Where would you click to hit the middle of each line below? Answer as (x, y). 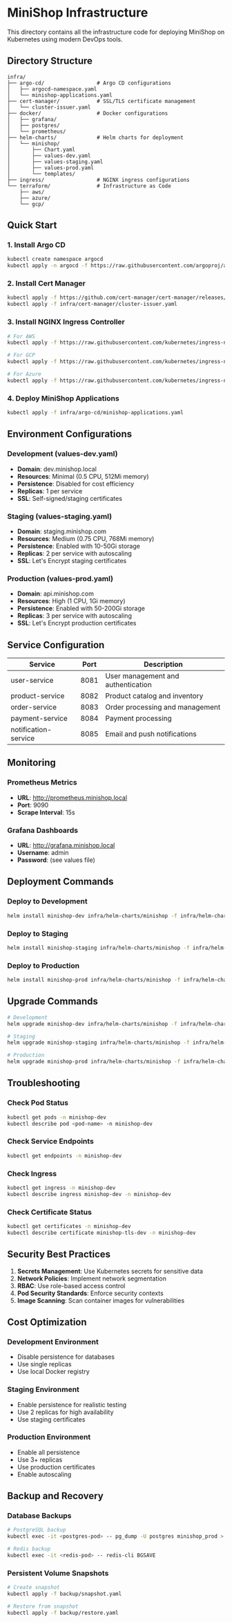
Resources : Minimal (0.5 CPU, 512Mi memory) (83, 476)
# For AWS (21, 336)
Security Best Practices (59, 1255)
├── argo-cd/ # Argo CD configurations (89, 83)
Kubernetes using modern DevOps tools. (65, 39)
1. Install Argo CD (36, 245)
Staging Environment (43, 1390)
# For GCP (21, 355)
